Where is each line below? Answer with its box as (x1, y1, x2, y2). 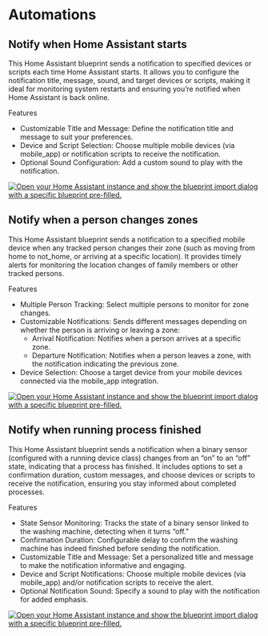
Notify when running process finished (8, 423, 202, 437)
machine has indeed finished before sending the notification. (19, 543, 221, 553)
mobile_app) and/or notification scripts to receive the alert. (19, 578, 214, 587)
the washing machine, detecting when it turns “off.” (19, 526, 190, 536)
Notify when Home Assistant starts (8, 38, 188, 51)
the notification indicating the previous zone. (31, 358, 179, 369)
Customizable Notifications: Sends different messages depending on (19, 316, 247, 326)
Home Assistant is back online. (8, 93, 110, 102)
